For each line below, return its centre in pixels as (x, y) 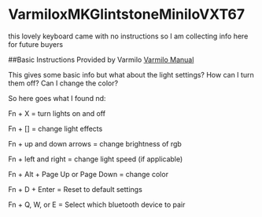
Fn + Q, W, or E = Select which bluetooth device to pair (97, 204)
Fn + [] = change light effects (55, 128)
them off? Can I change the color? (63, 83)
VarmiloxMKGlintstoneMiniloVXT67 (127, 14)
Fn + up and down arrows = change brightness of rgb (95, 143)
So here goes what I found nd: (57, 98)
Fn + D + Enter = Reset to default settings (76, 189)
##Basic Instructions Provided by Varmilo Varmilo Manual (101, 60)
